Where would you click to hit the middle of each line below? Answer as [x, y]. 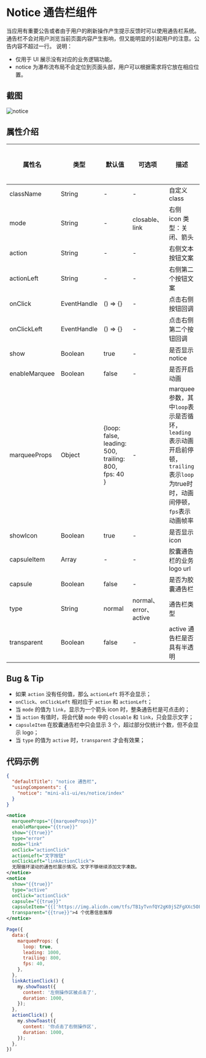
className [25, 194]
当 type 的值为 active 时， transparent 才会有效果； [80, 740]
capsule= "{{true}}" [37, 901]
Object [70, 455]
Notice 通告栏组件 [52, 13]
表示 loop [181, 474]
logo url [180, 568]
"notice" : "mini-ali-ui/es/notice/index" [71, 793]
